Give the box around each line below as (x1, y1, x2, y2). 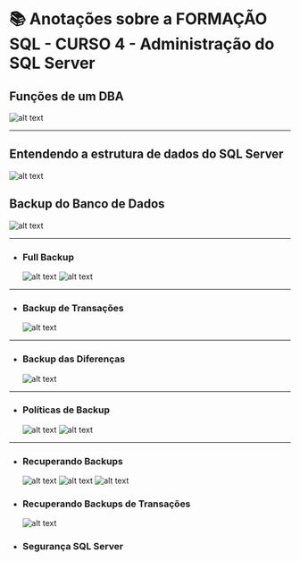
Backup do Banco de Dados (9, 196, 165, 212)
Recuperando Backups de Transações (21, 497, 191, 510)
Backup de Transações (21, 302, 124, 314)
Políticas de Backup (21, 404, 110, 416)
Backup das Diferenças (21, 353, 126, 365)
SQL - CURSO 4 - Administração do (9, 34, 275, 55)
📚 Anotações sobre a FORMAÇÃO (9, 9, 268, 30)
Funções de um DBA (9, 89, 124, 104)
